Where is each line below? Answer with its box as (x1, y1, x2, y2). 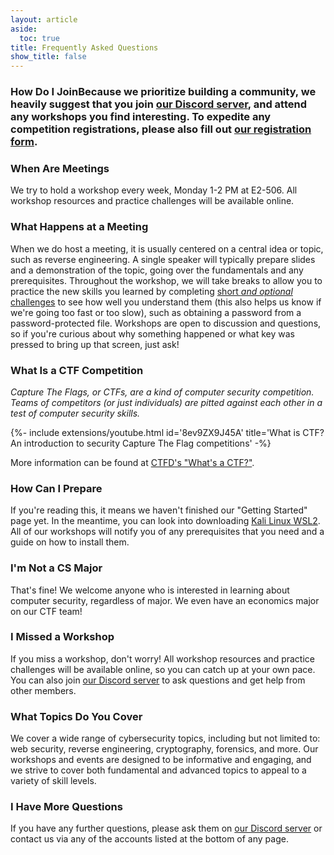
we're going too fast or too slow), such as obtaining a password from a (10, 306, 302, 318)
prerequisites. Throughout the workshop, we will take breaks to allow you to (10, 274, 323, 286)
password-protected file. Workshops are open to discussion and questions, (10, 317, 322, 329)
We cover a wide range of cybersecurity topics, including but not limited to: (10, 732, 321, 745)
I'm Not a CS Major (10, 561, 103, 575)
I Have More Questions (10, 800, 123, 814)
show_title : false (10, 52, 87, 62)
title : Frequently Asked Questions (10, 42, 159, 53)
